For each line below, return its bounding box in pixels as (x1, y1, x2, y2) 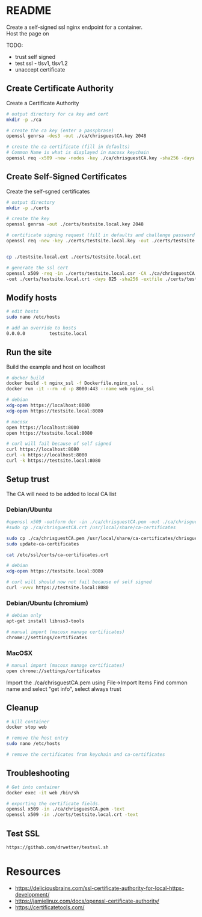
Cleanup (6, 703, 39, 713)
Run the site (6, 347, 52, 358)
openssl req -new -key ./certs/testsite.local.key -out (6, 238, 149, 244)
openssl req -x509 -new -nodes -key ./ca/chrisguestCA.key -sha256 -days (6, 155, 195, 161)
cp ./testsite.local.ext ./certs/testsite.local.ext (6, 254, 141, 260)
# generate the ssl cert (6, 265, 69, 271)
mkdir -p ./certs (6, 205, 50, 211)
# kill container (6, 719, 50, 725)
